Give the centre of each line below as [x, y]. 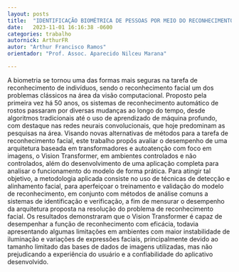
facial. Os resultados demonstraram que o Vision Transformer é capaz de [115, 216]
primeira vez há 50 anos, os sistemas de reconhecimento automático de [113, 103]
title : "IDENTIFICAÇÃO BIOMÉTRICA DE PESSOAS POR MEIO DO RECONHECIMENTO [121, 21]
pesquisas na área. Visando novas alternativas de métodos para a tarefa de [118, 133]
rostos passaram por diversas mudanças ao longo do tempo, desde [106, 110]
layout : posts [28, 14]
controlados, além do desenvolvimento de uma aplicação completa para [113, 163]
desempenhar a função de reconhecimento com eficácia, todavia [103, 224]
